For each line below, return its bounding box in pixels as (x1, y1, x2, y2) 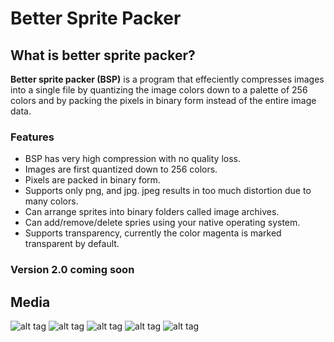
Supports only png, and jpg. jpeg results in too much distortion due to (24, 185, 312, 197)
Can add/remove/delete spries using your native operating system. (24, 217, 301, 229)
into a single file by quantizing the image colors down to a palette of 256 (10, 84, 308, 96)
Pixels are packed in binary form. (24, 174, 161, 186)
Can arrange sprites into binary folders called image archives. (24, 206, 280, 218)
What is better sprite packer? (10, 47, 196, 64)
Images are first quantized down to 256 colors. (24, 163, 218, 176)
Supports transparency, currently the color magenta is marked (24, 227, 282, 239)
